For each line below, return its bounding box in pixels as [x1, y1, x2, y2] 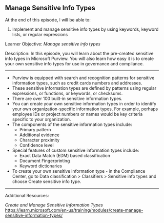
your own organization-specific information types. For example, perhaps [12, 106, 158, 112]
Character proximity [19, 137, 60, 143]
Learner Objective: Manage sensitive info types [5, 41, 101, 47]
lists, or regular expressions [12, 31, 68, 37]
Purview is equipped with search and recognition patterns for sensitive [12, 75, 155, 81]
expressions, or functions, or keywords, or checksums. [12, 90, 123, 96]
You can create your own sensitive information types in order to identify [12, 101, 157, 106]
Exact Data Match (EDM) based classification [19, 152, 111, 158]
